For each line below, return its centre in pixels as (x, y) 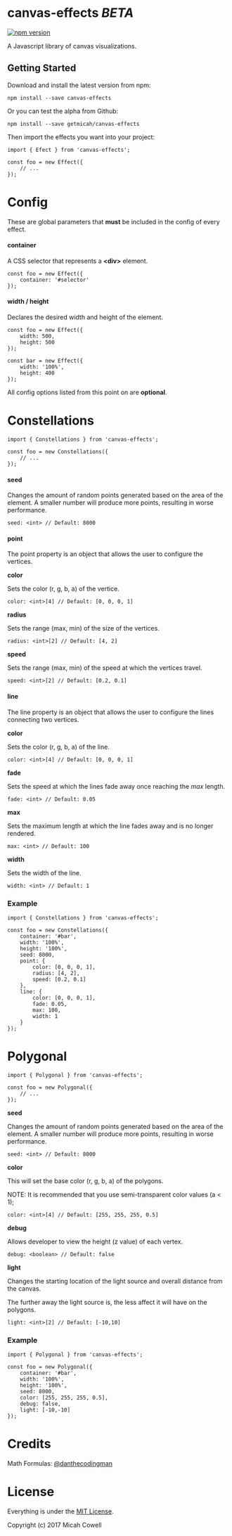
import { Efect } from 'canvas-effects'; (69, 150)
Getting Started (42, 68)
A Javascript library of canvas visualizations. (72, 46)
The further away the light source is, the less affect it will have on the (107, 1302)
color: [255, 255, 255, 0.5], (64, 1398)
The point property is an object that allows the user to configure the (105, 554)
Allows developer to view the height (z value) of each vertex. (95, 1241)
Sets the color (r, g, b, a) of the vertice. (63, 589)
